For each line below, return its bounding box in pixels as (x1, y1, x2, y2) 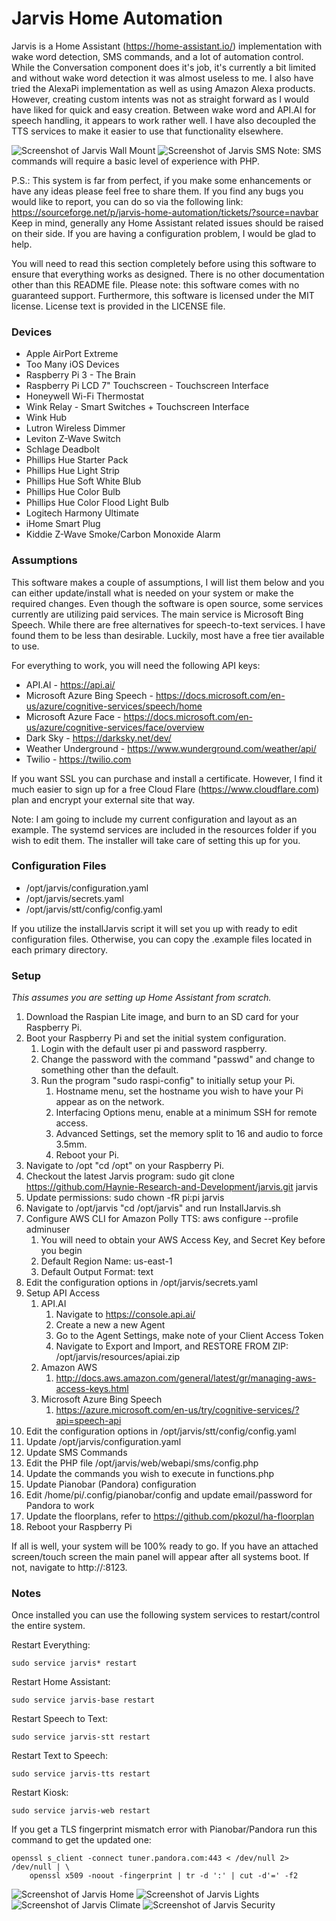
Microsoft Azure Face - (25, 710, 122, 722)
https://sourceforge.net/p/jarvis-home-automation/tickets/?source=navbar (11, 206, 319, 218)
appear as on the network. (55, 1096, 165, 1108)
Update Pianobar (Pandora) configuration (25, 1478, 197, 1491)
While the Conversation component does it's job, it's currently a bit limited (11, 61, 317, 73)
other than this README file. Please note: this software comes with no (11, 278, 300, 291)
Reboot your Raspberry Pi (25, 1521, 133, 1533)
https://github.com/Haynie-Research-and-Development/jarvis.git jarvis (25, 1181, 319, 1193)
